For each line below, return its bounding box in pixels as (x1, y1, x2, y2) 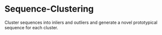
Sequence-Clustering (4, 3, 94, 15)
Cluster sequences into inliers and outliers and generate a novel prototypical (4, 19, 158, 25)
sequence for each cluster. (4, 24, 58, 30)
